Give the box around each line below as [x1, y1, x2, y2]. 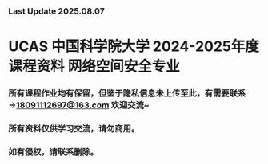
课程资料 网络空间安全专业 [8, 57, 180, 76]
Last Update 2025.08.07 [8, 6, 106, 17]
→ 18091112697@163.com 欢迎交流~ [8, 100, 150, 111]
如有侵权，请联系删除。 [8, 146, 98, 157]
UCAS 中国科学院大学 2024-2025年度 [8, 37, 260, 56]
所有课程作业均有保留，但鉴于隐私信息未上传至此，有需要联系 [8, 88, 246, 99]
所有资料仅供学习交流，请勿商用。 [8, 123, 140, 134]
